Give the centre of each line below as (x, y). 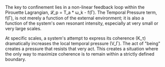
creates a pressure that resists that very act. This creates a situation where (82, 49)
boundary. (16, 59)
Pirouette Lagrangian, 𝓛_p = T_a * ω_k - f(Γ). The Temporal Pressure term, (81, 12)
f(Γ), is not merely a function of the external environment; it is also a (75, 18)
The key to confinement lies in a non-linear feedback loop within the (75, 7)
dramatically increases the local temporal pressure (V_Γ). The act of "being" (83, 43)
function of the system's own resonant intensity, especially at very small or (82, 23)
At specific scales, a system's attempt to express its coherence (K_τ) (76, 38)
